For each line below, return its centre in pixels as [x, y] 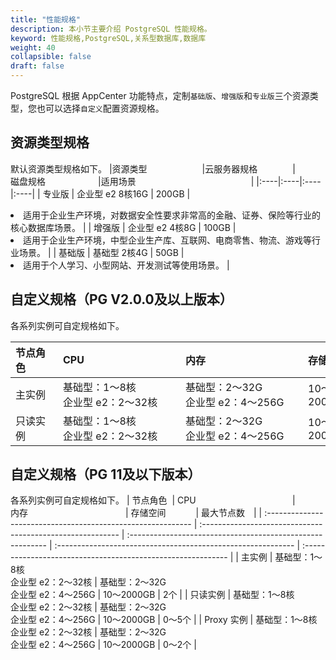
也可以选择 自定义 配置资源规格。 [100, 108]
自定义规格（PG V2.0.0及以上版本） [121, 299]
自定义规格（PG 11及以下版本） [106, 474]
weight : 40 [33, 47]
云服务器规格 [231, 168]
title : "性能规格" [46, 19]
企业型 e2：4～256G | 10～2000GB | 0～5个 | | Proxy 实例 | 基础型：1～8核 [164, 620]
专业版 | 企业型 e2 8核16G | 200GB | [116, 193]
